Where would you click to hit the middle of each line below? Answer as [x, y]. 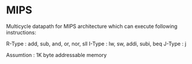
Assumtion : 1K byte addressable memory [57, 55]
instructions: [21, 32]
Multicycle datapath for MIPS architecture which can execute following [92, 26]
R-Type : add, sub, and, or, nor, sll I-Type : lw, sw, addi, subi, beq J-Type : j [96, 44]
